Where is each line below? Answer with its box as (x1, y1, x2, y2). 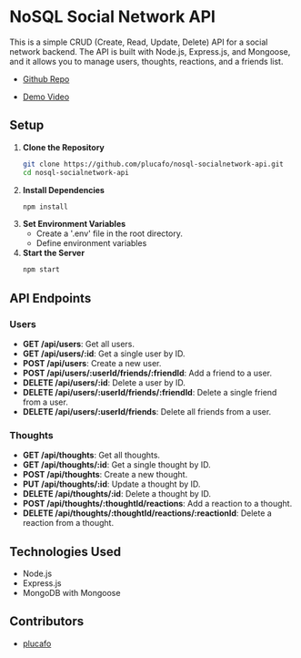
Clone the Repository (22, 141, 105, 152)
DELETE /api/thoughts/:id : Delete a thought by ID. (22, 488, 212, 499)
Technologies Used (9, 544, 121, 560)
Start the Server (22, 248, 85, 259)
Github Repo (22, 73, 70, 84)
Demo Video (22, 91, 70, 102)
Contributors (9, 613, 85, 630)
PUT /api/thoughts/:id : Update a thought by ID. (22, 478, 201, 489)
